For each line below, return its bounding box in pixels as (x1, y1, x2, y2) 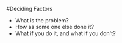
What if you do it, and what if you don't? (15, 30, 116, 37)
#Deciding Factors (6, 5, 53, 12)
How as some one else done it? (15, 24, 95, 30)
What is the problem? (15, 17, 69, 24)
